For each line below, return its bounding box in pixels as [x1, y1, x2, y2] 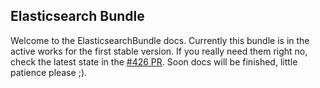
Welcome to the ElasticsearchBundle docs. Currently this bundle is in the [10, 34, 310, 46]
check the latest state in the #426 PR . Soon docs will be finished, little [10, 55, 298, 68]
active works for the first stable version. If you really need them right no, [10, 45, 308, 57]
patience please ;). [10, 66, 88, 78]
